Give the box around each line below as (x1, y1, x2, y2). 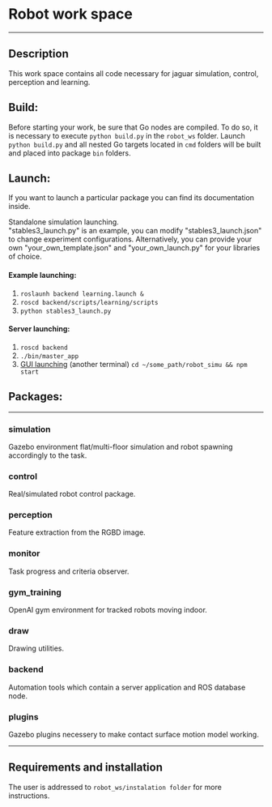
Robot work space (8, 5, 134, 23)
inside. (8, 202, 31, 211)
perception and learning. (8, 77, 91, 87)
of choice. (8, 252, 42, 262)
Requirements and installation (8, 761, 164, 775)
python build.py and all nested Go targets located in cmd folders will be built (8, 139, 261, 149)
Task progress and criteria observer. (8, 566, 130, 576)
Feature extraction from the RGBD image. (8, 527, 146, 537)
